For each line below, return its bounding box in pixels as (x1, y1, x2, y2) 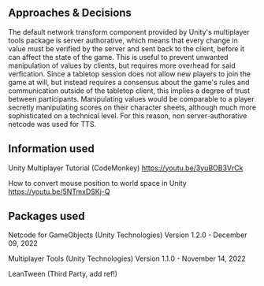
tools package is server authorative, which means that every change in (8, 35, 238, 45)
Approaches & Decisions (8, 6, 132, 20)
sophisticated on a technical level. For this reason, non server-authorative (8, 110, 247, 121)
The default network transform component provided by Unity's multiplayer (8, 27, 250, 36)
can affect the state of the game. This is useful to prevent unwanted (8, 52, 229, 61)
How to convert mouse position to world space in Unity (8, 178, 187, 188)
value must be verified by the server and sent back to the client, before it (8, 43, 245, 54)
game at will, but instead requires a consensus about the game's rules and (8, 77, 250, 87)
